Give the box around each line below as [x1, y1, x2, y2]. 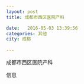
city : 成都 [6, 36, 31, 42]
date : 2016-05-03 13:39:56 [6, 25, 78, 31]
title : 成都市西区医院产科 [6, 14, 65, 20]
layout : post [6, 8, 38, 15]
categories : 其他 [6, 30, 47, 36]
